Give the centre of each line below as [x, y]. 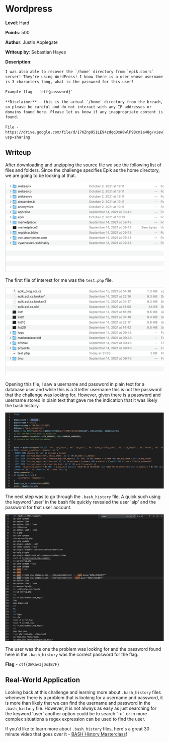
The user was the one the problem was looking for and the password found [83, 649]
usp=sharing [18, 137]
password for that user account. [38, 507]
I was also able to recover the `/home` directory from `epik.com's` [80, 72]
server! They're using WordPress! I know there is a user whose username [84, 77]
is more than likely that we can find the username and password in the [78, 703]
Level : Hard [17, 23]
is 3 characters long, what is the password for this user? [70, 82]
